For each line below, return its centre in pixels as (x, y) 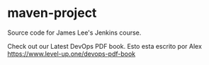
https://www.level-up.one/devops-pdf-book (72, 54)
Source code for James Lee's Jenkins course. (74, 32)
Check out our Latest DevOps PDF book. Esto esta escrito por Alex (104, 46)
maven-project (52, 13)
